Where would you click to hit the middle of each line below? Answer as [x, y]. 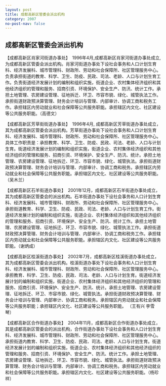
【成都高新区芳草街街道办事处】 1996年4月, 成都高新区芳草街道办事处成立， [83, 124]
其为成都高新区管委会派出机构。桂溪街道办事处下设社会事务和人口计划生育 [81, 263]
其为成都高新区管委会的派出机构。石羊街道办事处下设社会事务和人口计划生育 [83, 197]
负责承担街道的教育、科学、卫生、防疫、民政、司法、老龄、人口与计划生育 [81, 76]
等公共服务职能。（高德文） [32, 113]
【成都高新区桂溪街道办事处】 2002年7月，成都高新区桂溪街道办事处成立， [82, 257]
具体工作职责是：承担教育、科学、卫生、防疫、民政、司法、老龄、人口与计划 [83, 143]
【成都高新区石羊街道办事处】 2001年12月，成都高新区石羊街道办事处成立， [83, 190]
